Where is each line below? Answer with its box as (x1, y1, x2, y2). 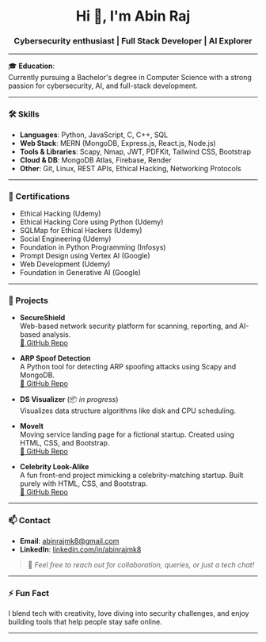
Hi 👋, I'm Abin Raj (75, 7, 191, 25)
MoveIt (19, 422, 44, 431)
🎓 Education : (8, 61, 55, 71)
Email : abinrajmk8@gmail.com (19, 536, 120, 545)
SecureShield (19, 313, 66, 323)
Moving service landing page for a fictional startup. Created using (19, 430, 235, 439)
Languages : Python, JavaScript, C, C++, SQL (19, 130, 169, 139)
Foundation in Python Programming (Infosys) (19, 243, 166, 252)
